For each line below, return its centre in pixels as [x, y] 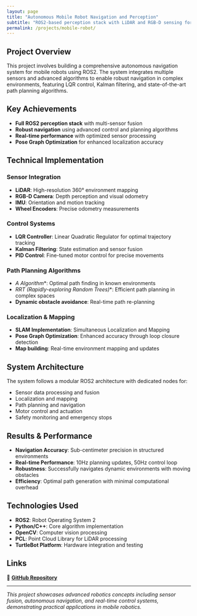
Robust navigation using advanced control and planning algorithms [96, 129]
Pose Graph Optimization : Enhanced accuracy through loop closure [97, 336]
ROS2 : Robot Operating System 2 [55, 520]
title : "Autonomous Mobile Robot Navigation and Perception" [83, 17]
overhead [27, 488]
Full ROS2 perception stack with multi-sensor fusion [79, 123]
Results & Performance [49, 436]
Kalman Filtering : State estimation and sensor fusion [79, 249]
